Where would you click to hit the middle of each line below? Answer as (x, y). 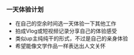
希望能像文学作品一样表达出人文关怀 (60, 46)
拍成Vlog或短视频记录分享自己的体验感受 (66, 31)
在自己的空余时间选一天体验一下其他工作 (65, 24)
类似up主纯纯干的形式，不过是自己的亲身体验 (72, 39)
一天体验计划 (25, 9)
